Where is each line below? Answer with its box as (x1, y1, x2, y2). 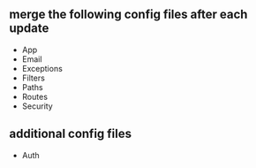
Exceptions (21, 63, 64, 73)
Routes (21, 91, 49, 102)
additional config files (9, 126, 132, 141)
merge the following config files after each (9, 7, 248, 22)
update (9, 21, 49, 36)
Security (21, 101, 53, 111)
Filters (21, 73, 46, 83)
